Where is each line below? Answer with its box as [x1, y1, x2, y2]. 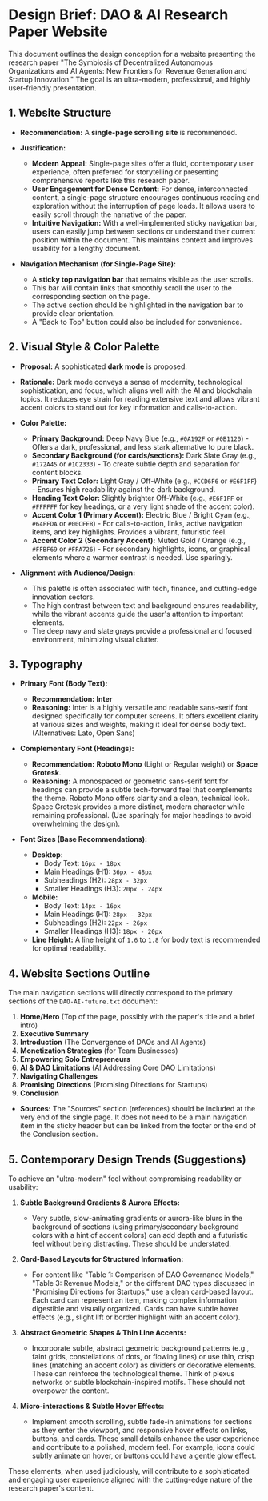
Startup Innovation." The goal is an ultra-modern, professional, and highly [8, 74, 250, 84]
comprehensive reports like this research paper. [31, 175, 190, 185]
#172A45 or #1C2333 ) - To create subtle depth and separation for [31, 458, 240, 469]
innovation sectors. [31, 592, 95, 602]
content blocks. [31, 467, 84, 477]
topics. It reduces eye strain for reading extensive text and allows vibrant [19, 394, 260, 403]
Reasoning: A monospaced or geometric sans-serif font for [31, 776, 229, 786]
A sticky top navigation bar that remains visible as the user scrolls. [31, 274, 254, 284]
